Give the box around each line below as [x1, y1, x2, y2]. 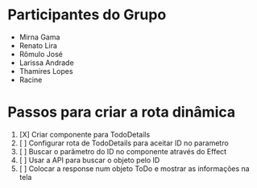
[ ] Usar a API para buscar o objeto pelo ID [19, 155, 160, 165]
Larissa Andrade [19, 58, 74, 67]
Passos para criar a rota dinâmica [7, 103, 235, 121]
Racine [19, 75, 43, 84]
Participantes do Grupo [7, 6, 167, 24]
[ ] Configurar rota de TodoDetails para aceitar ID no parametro [19, 138, 229, 148]
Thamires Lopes [19, 66, 73, 76]
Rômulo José [19, 49, 64, 59]
